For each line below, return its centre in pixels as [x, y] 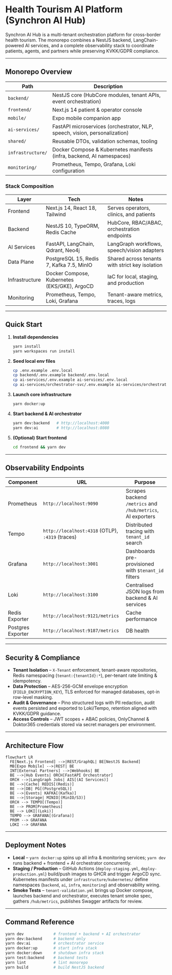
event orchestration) [77, 101]
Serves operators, [129, 208]
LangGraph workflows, [135, 244]
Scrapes [136, 491]
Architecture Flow [35, 745]
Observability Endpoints [45, 468]
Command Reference [40, 922]
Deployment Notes [36, 845]
